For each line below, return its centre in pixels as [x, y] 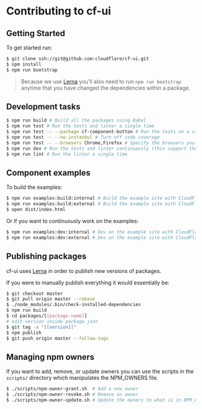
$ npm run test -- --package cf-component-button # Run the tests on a [98, 132]
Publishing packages [47, 257]
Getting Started [36, 33]
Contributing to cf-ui [59, 11]
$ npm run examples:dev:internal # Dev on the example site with [90, 232]
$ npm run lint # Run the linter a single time [67, 154]
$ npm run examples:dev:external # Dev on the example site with [90, 238]
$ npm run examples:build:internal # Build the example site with [91, 198]
